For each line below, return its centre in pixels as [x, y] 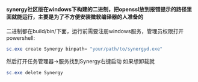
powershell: [20, 38]
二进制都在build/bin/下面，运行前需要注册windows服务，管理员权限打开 [95, 31]
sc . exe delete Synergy [35, 73]
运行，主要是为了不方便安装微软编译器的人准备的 [82, 17]
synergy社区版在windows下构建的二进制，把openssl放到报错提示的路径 [97, 9]
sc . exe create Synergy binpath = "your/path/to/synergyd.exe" [85, 49]
